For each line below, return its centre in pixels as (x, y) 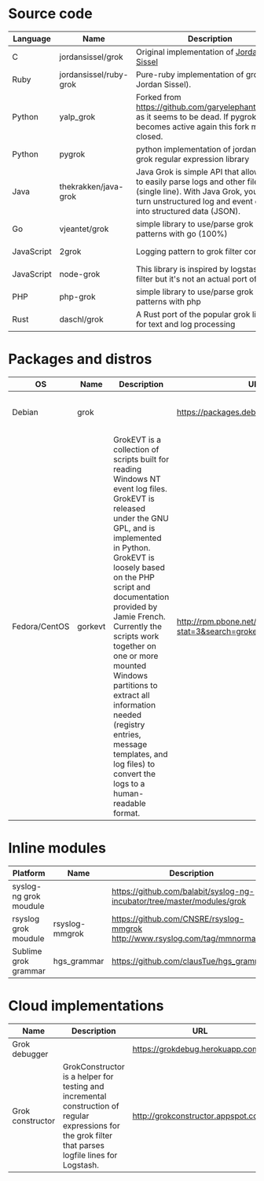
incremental (84, 1096)
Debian (25, 412)
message (130, 744)
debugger (30, 1054)
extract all (132, 695)
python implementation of (183, 149)
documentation (141, 597)
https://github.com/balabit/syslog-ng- (183, 891)
